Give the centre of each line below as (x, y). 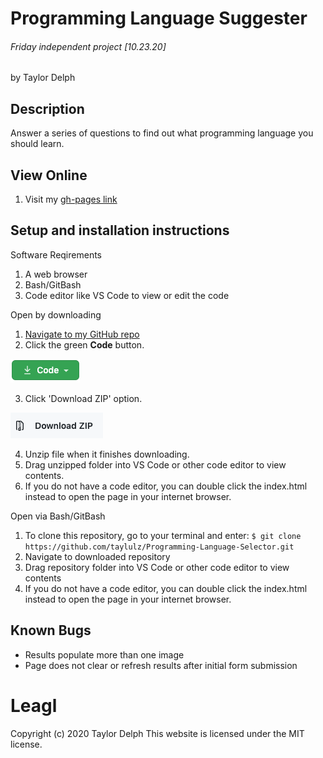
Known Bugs (51, 630)
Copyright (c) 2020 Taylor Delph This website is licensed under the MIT (157, 733)
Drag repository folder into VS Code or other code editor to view (157, 567)
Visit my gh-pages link (71, 199)
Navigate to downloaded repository (97, 556)
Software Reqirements (56, 254)
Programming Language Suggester (159, 18)
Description (47, 108)
